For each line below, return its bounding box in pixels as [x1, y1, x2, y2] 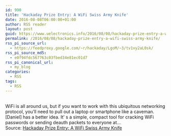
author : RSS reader [5, 21, 47, 27]
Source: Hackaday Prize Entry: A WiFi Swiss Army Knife [5, 125, 122, 131]
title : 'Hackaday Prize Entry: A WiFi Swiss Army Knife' [5, 12, 129, 17]
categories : [5, 70, 31, 75]
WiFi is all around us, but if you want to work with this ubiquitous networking [5, 103, 165, 109]
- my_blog [10, 64, 31, 70]
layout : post [5, 27, 33, 32]
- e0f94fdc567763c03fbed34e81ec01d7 [10, 55, 88, 60]
